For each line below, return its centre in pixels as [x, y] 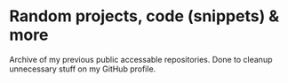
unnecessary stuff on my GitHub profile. [83, 69]
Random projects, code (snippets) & [144, 16]
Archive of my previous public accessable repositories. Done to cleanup [141, 59]
